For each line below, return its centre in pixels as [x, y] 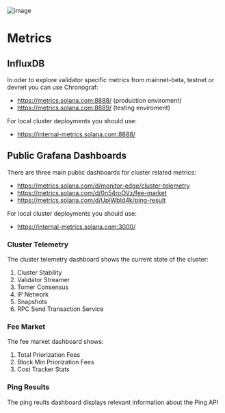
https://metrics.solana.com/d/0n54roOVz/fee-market [92, 192]
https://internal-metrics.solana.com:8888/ [76, 134]
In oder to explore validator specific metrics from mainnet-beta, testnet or [111, 80]
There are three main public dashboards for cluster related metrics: [102, 172]
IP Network [33, 295]
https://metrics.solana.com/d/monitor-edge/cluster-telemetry [103, 186]
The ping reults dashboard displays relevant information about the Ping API [113, 402]
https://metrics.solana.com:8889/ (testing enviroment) [94, 108]
